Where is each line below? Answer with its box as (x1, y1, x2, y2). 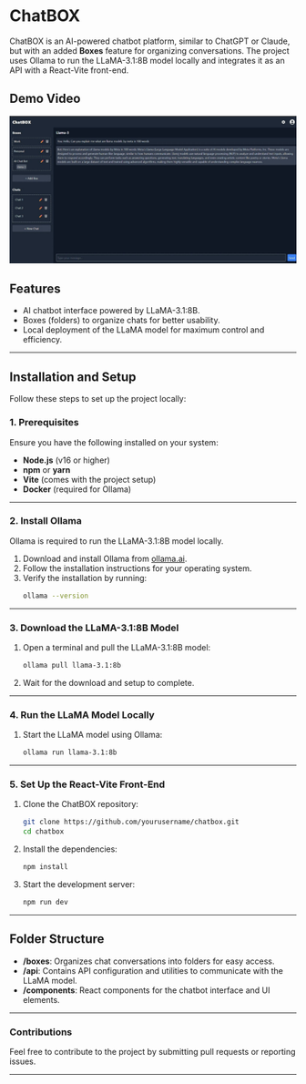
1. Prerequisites (9, 416, 79, 429)
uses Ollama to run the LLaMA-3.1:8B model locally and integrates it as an (9, 55, 285, 66)
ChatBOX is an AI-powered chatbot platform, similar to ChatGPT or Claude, (9, 36, 291, 46)
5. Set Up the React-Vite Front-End (9, 778, 166, 791)
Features (9, 281, 61, 297)
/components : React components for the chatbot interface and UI (22, 985, 270, 996)
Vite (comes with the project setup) (22, 474, 157, 485)
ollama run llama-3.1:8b (22, 748, 117, 757)
